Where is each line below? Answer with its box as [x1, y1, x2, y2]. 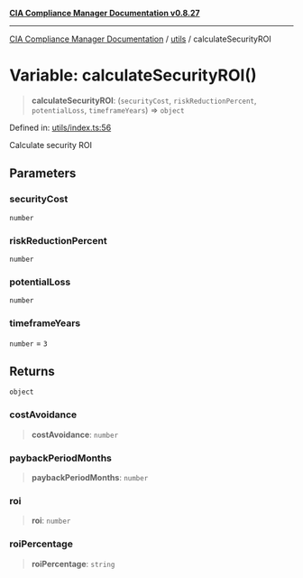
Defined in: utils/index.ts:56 [9, 122, 112, 133]
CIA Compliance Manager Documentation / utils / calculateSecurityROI [9, 33, 272, 44]
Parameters [9, 166, 77, 182]
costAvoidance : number [31, 429, 119, 440]
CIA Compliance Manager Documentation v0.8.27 [9, 8, 200, 18]
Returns [9, 363, 56, 378]
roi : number [31, 515, 71, 527]
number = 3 [9, 338, 48, 349]
